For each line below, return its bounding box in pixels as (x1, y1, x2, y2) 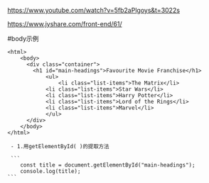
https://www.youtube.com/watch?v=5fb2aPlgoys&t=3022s (7, 6, 180, 14)
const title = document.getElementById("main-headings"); (20, 162, 195, 169)
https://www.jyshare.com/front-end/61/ (7, 20, 122, 28)
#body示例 (7, 35, 39, 43)
